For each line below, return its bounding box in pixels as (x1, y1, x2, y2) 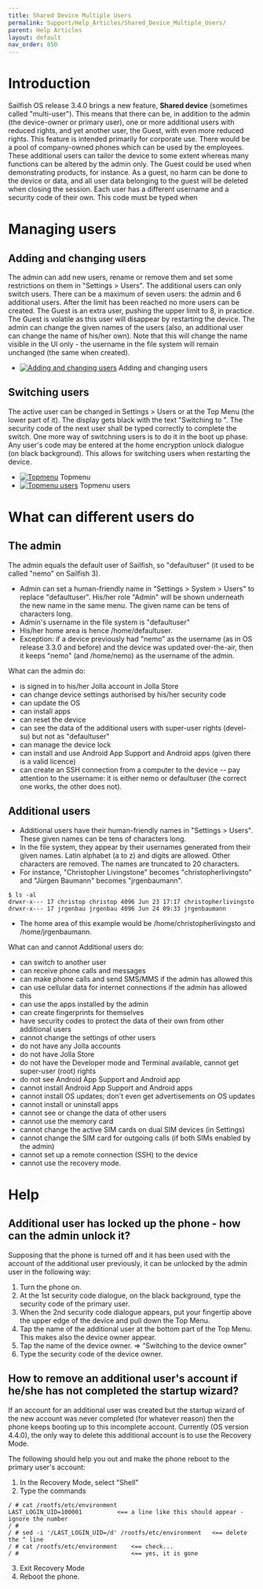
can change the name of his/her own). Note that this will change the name (8, 332, 248, 341)
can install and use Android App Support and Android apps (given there (19, 748, 251, 757)
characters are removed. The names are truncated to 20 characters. (19, 859, 240, 869)
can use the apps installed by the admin (19, 999, 149, 1009)
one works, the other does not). (19, 781, 122, 791)
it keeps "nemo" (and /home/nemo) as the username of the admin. (19, 650, 235, 660)
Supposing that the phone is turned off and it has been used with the (8, 1250, 231, 1260)
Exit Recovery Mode (19, 1563, 85, 1572)
